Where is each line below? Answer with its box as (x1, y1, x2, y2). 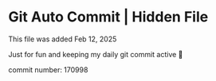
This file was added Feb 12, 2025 (8, 34, 117, 44)
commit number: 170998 (8, 64, 88, 75)
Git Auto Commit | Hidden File (8, 8, 209, 26)
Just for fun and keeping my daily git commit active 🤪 (8, 49, 183, 59)
